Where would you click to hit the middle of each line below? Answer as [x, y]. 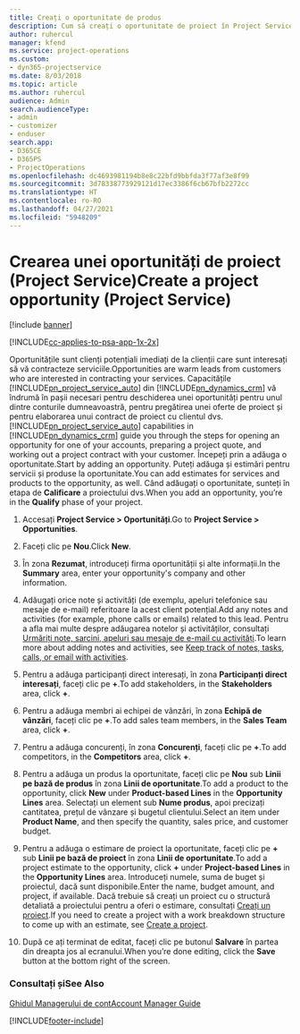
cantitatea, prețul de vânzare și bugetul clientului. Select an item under [151, 812]
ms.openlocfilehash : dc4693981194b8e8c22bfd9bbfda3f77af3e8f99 [129, 175]
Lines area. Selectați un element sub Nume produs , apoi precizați [143, 802]
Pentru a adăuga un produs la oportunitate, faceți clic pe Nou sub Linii [151, 773]
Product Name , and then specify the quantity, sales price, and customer [155, 821]
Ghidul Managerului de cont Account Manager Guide [105, 1003]
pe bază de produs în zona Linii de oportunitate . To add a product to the [155, 783]
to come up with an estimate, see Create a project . [115, 924]
